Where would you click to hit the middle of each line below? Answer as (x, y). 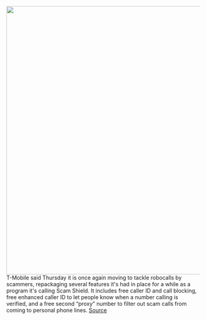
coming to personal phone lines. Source (57, 310)
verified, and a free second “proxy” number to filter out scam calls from (97, 304)
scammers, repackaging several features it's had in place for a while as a (99, 284)
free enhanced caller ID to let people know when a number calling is (92, 297)
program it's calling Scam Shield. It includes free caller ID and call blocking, (102, 291)
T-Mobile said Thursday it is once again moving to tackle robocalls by (94, 278)
